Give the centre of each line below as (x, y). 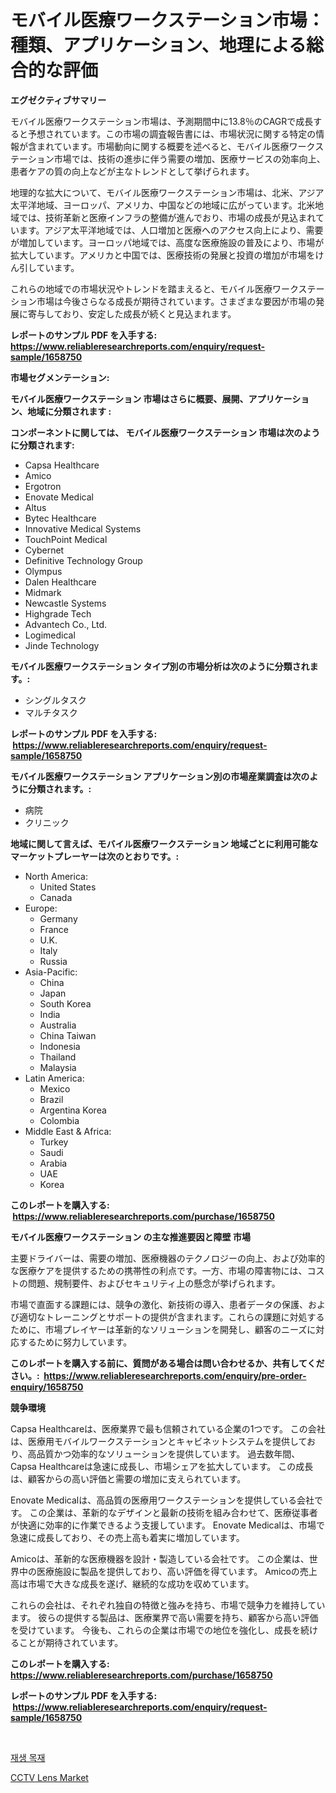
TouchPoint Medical (66, 539)
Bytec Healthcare (60, 518)
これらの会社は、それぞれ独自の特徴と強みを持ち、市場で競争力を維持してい (168, 1605)
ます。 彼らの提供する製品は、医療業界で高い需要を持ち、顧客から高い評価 (164, 1617)
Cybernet (44, 550)
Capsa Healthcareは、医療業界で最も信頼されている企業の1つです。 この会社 (168, 1428)
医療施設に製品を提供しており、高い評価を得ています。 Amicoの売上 (177, 1571)
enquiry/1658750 (47, 1387)
